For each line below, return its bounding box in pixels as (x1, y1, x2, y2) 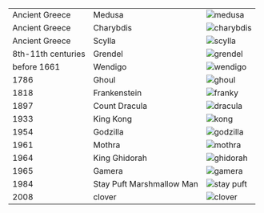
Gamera (93, 166, 123, 176)
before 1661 (12, 62, 61, 72)
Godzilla (93, 127, 124, 137)
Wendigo (93, 62, 127, 72)
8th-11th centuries (12, 48, 86, 59)
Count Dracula (93, 100, 148, 111)
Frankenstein (93, 87, 142, 98)
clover (93, 191, 117, 203)
